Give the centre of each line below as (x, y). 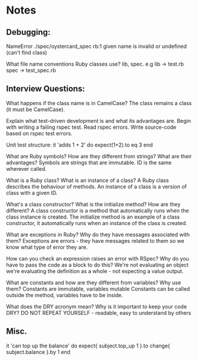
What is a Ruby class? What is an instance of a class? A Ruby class (88, 180)
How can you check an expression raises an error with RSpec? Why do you (98, 258)
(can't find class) (27, 53)
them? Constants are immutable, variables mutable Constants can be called (98, 289)
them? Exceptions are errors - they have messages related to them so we (95, 240)
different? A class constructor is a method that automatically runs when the (98, 210)
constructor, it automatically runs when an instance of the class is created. (97, 223)
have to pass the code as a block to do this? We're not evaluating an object (98, 265)
